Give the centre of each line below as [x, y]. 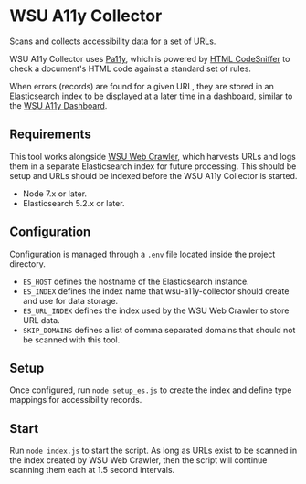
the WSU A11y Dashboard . [58, 105]
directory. [27, 263]
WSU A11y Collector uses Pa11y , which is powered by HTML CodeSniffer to [150, 58]
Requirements [50, 135]
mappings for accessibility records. [76, 400]
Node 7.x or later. [55, 194]
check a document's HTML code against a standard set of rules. [130, 68]
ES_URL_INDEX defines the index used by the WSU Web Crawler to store [156, 310]
